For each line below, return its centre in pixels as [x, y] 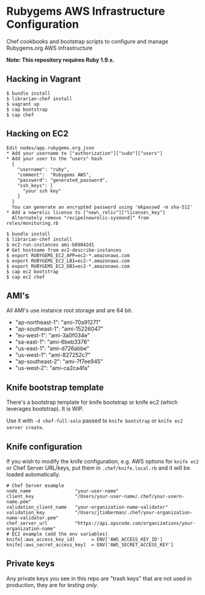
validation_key [26, 513]
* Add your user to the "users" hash [54, 159]
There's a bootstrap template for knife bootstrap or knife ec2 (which [92, 402]
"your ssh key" [42, 191]
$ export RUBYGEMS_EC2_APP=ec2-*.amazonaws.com [68, 255]
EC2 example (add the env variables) [60, 534]
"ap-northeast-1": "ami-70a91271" [58, 322]
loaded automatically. [33, 474]
